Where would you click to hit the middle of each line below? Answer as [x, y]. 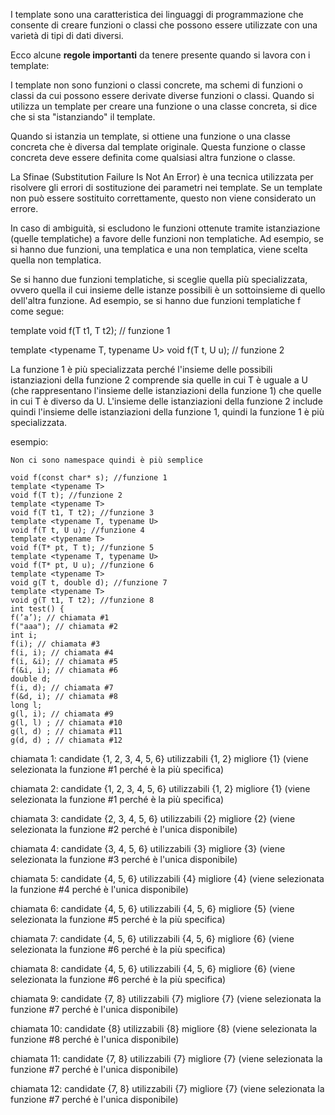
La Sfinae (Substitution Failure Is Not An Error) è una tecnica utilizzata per [162, 177]
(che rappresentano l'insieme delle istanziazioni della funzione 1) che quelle [166, 390]
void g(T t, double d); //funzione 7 [89, 583]
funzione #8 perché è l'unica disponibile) [95, 1039]
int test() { [37, 609]
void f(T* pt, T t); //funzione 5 [82, 548]
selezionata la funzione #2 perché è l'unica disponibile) [124, 829]
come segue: [37, 311]
